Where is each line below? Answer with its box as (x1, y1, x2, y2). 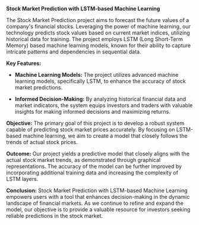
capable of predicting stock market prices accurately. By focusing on (6, 126, 175, 133)
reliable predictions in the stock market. (6, 212, 103, 219)
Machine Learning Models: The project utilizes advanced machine (14, 71, 179, 78)
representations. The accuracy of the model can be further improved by (6, 163, 182, 170)
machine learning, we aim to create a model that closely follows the (23, 132, 188, 139)
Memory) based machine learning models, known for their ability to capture (6, 42, 191, 49)
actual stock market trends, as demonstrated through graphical (6, 157, 161, 163)
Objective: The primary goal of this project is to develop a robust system (6, 120, 185, 127)
